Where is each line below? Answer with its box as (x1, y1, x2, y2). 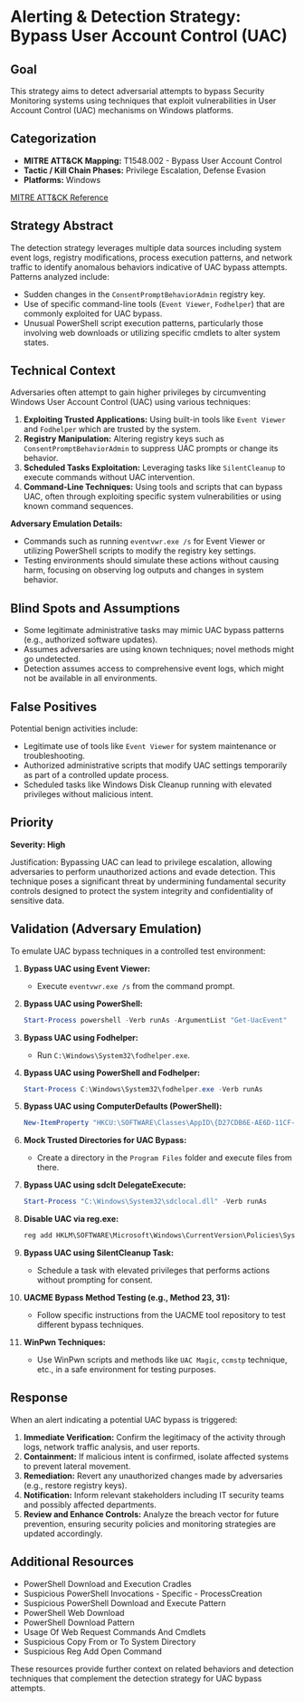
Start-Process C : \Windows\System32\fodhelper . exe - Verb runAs (23, 1084, 263, 1093)
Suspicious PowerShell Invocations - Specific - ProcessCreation (23, 1588, 263, 1599)
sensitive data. (10, 895, 65, 906)
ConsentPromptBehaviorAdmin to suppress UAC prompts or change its (23, 443, 279, 454)
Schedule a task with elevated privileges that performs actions (36, 1265, 271, 1276)
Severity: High (10, 839, 66, 850)
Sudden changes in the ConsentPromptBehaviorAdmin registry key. (23, 288, 266, 300)
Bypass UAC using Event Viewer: (23, 963, 151, 974)
